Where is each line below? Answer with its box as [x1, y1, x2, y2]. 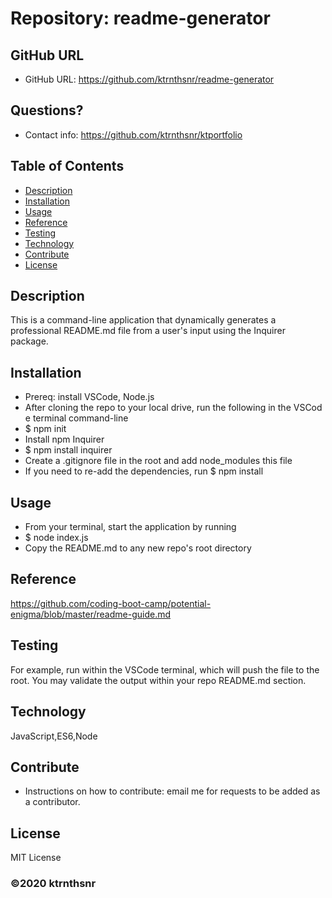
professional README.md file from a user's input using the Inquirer [10, 325, 286, 337]
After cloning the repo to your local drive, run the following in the [24, 402, 292, 414]
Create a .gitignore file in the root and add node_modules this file [24, 455, 293, 467]
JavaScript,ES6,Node [10, 730, 98, 742]
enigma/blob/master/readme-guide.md [10, 608, 172, 620]
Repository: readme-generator [10, 7, 271, 30]
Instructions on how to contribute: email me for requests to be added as [24, 785, 321, 797]
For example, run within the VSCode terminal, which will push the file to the [10, 663, 320, 676]
